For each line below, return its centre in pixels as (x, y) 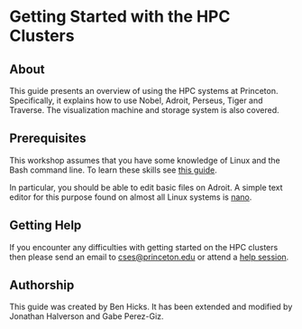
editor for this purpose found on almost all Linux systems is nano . (131, 197)
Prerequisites (48, 139)
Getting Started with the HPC (120, 17)
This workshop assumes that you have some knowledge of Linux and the (145, 160)
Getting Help (46, 226)
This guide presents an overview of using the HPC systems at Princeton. (144, 91)
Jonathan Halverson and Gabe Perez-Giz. (87, 316)
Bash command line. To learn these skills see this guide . (114, 170)
